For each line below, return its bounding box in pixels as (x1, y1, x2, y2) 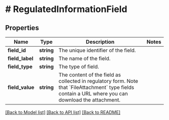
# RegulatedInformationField (5, 4, 127, 15)
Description (86, 39, 115, 45)
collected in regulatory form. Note (58, 78, 138, 84)
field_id (8, 47, 26, 54)
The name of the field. (58, 55, 111, 62)
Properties (5, 24, 39, 32)
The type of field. (58, 63, 100, 70)
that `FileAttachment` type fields (58, 84, 134, 91)
